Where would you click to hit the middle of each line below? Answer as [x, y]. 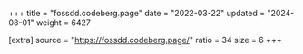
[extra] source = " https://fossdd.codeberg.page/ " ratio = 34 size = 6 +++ [145, 40]
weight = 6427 [64, 22]
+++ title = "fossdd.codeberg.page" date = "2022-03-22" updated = [137, 13]
